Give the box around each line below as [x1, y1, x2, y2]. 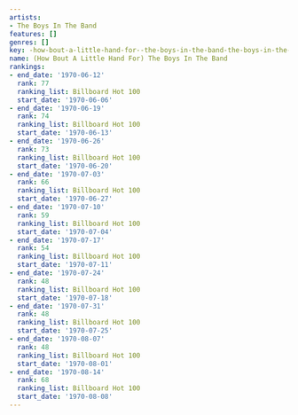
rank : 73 [17, 145, 50, 153]
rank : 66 [17, 178, 50, 187]
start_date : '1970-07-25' [17, 326, 114, 335]
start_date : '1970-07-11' [17, 261, 114, 270]
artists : [9, 12, 42, 22]
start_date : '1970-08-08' [17, 392, 114, 402]
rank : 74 [17, 112, 50, 121]
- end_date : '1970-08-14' [9, 367, 105, 377]
